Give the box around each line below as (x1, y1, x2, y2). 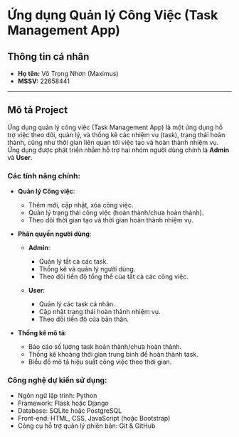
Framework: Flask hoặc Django (17, 399, 109, 408)
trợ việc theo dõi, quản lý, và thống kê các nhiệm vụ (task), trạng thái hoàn (7, 130, 225, 139)
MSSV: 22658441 (17, 77, 70, 85)
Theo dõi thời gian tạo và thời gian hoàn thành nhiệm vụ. (28, 216, 193, 225)
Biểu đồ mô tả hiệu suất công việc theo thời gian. (28, 357, 172, 366)
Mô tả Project (7, 104, 68, 117)
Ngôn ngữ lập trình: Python (17, 392, 97, 400)
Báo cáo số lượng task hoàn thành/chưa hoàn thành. (28, 342, 182, 351)
